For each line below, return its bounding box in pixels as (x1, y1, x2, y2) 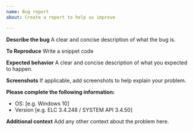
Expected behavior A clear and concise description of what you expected (6, 59, 188, 66)
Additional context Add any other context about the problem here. (6, 117, 169, 125)
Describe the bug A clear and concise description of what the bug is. (6, 36, 176, 43)
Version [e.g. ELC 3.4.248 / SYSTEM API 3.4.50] (14, 106, 133, 113)
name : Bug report (6, 8, 49, 15)
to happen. (6, 65, 33, 72)
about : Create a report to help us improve (6, 14, 116, 20)
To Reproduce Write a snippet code (6, 47, 94, 54)
